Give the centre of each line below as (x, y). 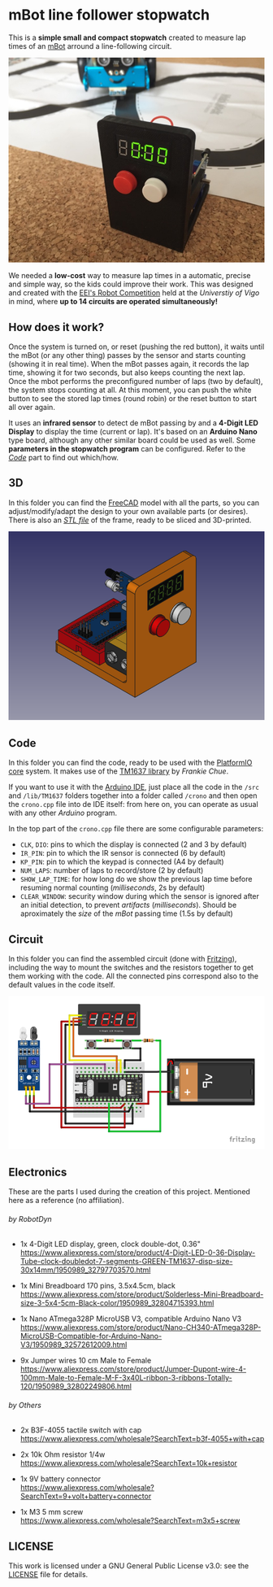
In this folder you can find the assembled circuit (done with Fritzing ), (123, 959)
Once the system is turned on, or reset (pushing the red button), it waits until (136, 347)
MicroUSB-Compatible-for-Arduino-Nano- (91, 1336)
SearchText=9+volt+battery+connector (86, 1496)
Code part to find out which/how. (64, 457)
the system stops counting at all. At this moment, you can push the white (130, 390)
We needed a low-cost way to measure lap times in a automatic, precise (130, 276)
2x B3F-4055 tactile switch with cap (81, 1430)
